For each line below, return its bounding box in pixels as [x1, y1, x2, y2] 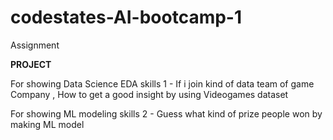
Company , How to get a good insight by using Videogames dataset [10, 88, 289, 100]
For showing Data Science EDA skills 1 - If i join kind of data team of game [10, 77, 315, 90]
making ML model [10, 118, 85, 130]
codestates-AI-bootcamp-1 [10, 6, 243, 29]
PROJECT [10, 58, 52, 70]
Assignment [10, 39, 60, 51]
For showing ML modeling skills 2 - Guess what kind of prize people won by [10, 107, 323, 120]
